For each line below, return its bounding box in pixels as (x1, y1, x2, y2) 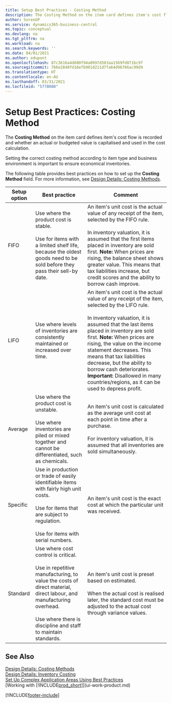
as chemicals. (35, 457, 69, 465)
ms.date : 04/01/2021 (5, 50, 50, 55)
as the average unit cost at (87, 409, 151, 416)
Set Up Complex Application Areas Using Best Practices (5, 677, 124, 683)
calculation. (5, 145, 30, 151)
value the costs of (35, 577, 78, 584)
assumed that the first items (87, 235, 155, 242)
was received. (87, 507, 121, 514)
